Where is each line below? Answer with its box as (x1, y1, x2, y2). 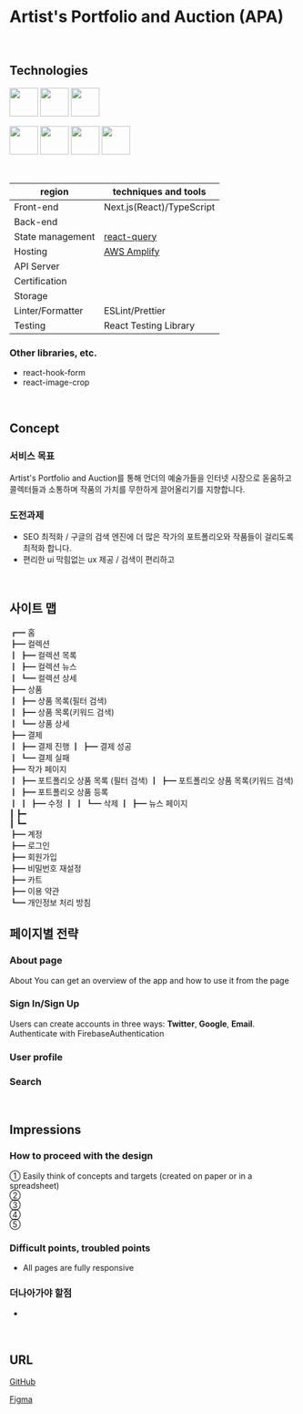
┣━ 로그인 (9, 840, 50, 851)
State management (14, 230, 96, 243)
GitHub (9, 1377, 36, 1388)
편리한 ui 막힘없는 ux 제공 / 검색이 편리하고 (22, 554, 176, 565)
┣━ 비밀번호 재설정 (9, 862, 82, 873)
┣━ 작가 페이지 (9, 763, 67, 774)
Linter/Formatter (14, 304, 84, 316)
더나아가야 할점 (9, 1286, 73, 1299)
